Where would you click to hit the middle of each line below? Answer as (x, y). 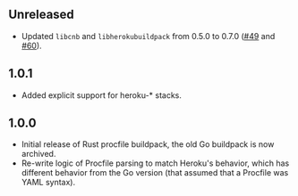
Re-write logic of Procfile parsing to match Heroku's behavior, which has (155, 163)
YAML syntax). (48, 183)
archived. (38, 154)
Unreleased (42, 15)
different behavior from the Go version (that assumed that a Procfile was (155, 173)
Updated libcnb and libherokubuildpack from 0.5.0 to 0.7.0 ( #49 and (148, 36)
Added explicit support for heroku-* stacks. (102, 95)
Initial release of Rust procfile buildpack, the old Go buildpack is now (148, 144)
